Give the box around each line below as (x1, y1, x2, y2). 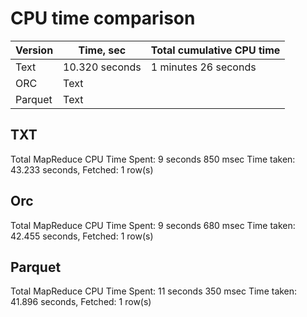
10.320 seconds (63, 60, 142, 74)
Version (15, 43, 54, 57)
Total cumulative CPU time (150, 43, 281, 57)
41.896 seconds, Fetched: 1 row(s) (10, 296, 152, 308)
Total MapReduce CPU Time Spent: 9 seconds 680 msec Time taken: (10, 219, 296, 231)
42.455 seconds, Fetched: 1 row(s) (10, 230, 154, 242)
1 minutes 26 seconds (150, 60, 257, 74)
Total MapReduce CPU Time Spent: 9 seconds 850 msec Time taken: (10, 153, 296, 165)
